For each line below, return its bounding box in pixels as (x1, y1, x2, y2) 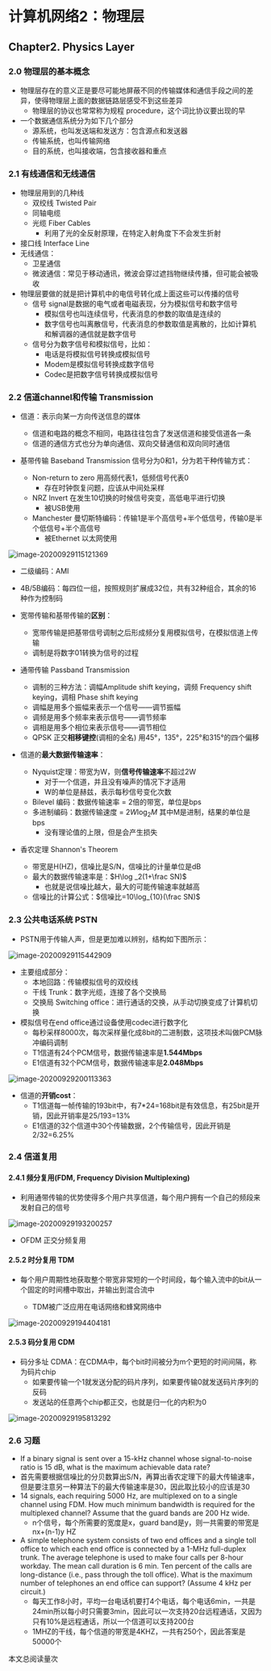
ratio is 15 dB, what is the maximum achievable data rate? (19, 1462, 211, 1473)
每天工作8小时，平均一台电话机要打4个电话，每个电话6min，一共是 (31, 1597, 256, 1606)
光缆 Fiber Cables (31, 219, 91, 228)
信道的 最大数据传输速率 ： (19, 750, 106, 759)
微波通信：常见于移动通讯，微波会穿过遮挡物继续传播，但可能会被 (31, 269, 252, 278)
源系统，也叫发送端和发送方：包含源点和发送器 (31, 126, 188, 136)
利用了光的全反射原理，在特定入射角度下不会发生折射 (44, 228, 222, 238)
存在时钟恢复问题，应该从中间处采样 (44, 483, 165, 493)
